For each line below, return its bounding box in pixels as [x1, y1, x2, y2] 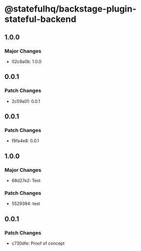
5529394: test [11, 201, 40, 207]
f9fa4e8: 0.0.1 [11, 138, 39, 144]
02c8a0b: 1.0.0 [11, 58, 42, 64]
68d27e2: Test [11, 177, 41, 183]
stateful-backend [4, 14, 77, 25]
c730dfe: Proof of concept [11, 240, 65, 246]
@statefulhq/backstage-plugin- [4, 3, 137, 15]
